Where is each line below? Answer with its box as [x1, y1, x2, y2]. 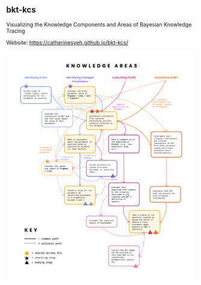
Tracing [6, 27, 25, 34]
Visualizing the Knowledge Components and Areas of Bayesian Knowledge [6, 20, 192, 28]
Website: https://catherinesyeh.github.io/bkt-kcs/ [6, 39, 128, 46]
